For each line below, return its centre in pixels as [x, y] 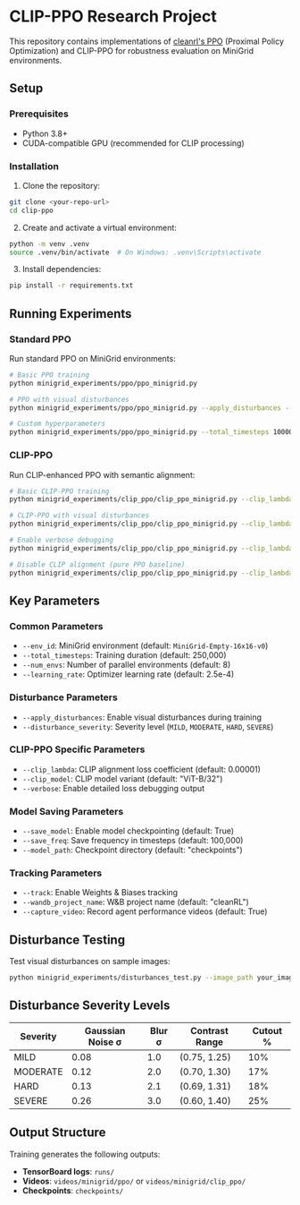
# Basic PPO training [50, 375]
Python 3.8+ [45, 133]
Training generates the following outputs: [85, 1154]
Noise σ [105, 1042]
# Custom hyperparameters [57, 424]
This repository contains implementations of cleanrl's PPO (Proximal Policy [146, 41]
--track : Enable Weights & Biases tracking [100, 893]
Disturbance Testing [67, 940]
